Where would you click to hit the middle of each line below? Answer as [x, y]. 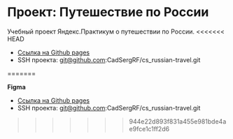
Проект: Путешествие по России [108, 12]
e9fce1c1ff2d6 [149, 129]
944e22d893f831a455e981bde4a [178, 121]
